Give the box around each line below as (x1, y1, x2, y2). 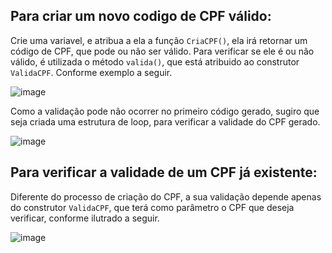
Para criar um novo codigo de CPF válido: (10, 8, 272, 25)
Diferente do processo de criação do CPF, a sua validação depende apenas (10, 190, 322, 203)
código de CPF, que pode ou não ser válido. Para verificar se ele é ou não (10, 45, 315, 57)
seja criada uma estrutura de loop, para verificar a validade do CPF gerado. (10, 115, 321, 128)
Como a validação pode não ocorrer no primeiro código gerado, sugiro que (10, 105, 320, 117)
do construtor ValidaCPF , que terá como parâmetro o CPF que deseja (10, 201, 295, 213)
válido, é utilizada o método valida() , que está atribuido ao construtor (10, 55, 300, 68)
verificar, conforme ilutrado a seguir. (10, 212, 160, 224)
